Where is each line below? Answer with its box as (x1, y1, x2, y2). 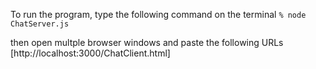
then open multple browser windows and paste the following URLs (10, 37, 284, 48)
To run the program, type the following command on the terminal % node (10, 9, 307, 20)
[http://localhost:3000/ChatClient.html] (10, 47, 171, 59)
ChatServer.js (10, 19, 70, 29)
